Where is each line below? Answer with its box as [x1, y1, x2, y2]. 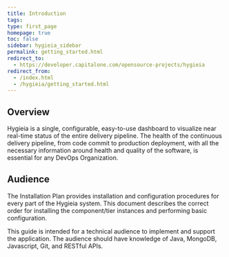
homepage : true [7, 29, 51, 37]
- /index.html [13, 74, 54, 81]
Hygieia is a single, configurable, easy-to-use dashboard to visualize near [7, 125, 217, 133]
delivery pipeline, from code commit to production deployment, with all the [7, 139, 219, 147]
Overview [7, 106, 50, 118]
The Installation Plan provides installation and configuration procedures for [7, 192, 219, 200]
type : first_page [7, 23, 57, 30]
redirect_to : [7, 55, 45, 62]
